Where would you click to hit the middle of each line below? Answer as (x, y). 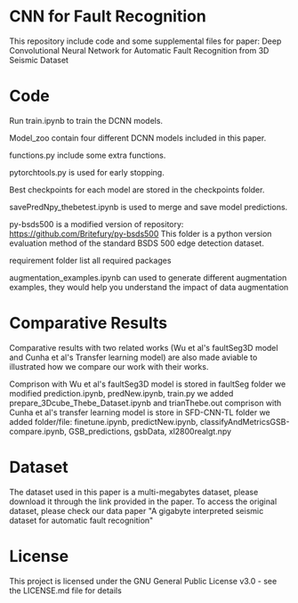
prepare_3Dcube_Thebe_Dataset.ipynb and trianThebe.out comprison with (145, 403)
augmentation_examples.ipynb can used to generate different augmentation (148, 277)
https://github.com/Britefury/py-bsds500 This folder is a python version (141, 233)
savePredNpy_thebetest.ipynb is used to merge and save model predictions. (149, 207)
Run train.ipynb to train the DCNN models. (86, 120)
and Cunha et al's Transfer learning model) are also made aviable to (133, 357)
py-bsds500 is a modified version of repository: (97, 224)
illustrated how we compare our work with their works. (109, 366)
